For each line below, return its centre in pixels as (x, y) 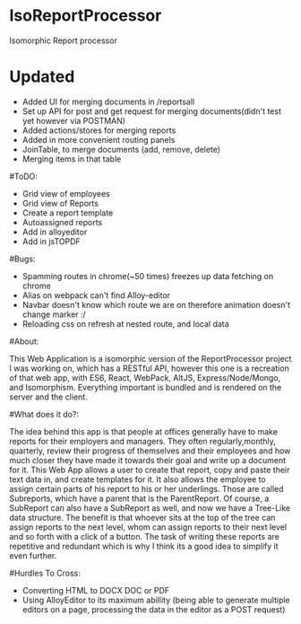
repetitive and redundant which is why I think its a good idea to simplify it (144, 546)
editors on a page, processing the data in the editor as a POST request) (154, 609)
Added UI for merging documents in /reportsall (108, 101)
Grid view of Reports (60, 203)
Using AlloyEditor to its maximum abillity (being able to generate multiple (156, 600)
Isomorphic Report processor (64, 40)
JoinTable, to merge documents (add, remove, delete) (121, 149)
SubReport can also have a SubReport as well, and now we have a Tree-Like (150, 507)
